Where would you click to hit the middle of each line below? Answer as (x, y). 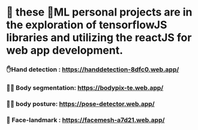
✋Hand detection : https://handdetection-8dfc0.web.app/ (93, 69)
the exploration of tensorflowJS (87, 25)
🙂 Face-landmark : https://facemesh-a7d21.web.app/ (85, 120)
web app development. (65, 51)
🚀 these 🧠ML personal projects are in (99, 12)
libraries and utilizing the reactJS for (99, 38)
